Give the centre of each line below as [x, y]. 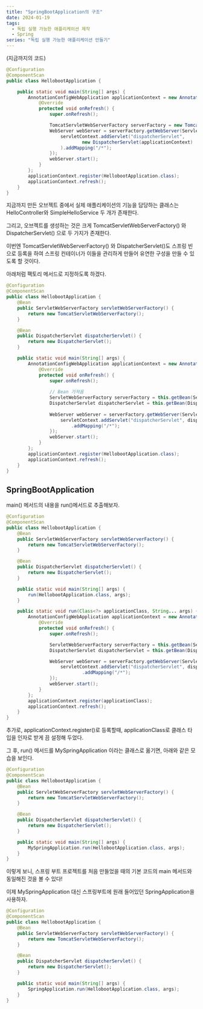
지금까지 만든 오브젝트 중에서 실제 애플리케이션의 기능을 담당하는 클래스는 [93, 205]
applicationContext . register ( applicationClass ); [90, 701]
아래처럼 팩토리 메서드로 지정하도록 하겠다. [56, 274]
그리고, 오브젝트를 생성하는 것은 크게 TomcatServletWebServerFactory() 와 [96, 225]
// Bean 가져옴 [66, 392]
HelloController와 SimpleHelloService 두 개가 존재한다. [72, 213]
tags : [13, 23]
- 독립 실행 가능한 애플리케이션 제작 [51, 29]
